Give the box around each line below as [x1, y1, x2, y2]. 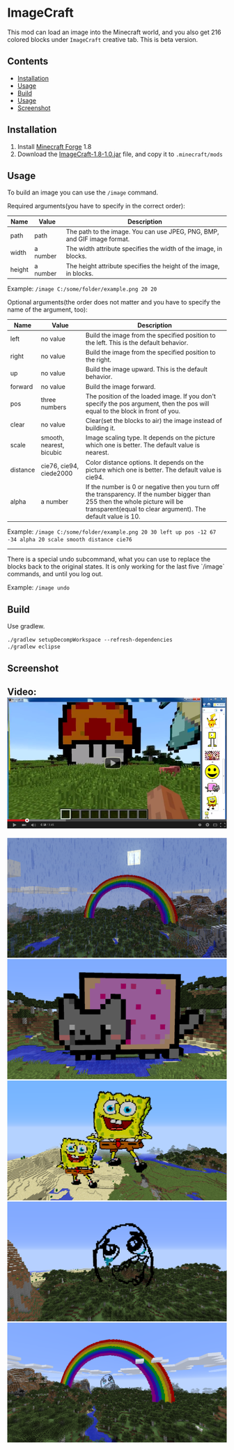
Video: [7, 686, 37, 697]
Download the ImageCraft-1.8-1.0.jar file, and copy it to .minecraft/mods [17, 150, 223, 158]
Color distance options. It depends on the [86, 458, 204, 466]
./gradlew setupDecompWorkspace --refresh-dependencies [7, 636, 173, 644]
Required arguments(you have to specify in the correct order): [7, 202, 186, 210]
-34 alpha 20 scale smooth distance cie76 [7, 537, 132, 543]
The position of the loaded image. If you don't [86, 392, 216, 400]
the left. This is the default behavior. [86, 338, 189, 346]
